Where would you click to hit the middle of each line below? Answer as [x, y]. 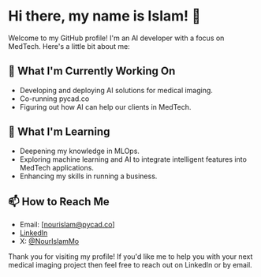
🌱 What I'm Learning [59, 132]
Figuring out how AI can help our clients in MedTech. [105, 107]
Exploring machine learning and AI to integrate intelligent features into [133, 159]
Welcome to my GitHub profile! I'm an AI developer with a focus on [116, 38]
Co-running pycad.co [54, 99]
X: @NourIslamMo [49, 241]
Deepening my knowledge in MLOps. [80, 151]
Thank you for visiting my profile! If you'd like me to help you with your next [130, 256]
